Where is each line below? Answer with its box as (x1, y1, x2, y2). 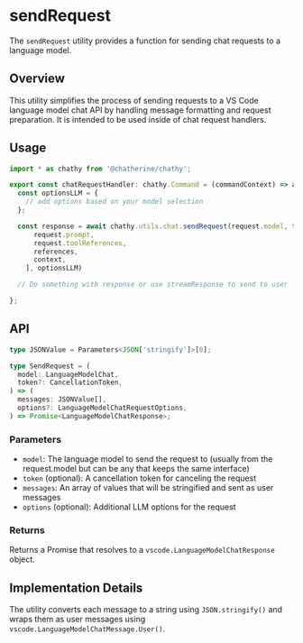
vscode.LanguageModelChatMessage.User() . (9, 623, 166, 634)
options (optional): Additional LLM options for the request (22, 501, 236, 512)
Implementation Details (9, 580, 143, 595)
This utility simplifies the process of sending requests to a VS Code (9, 95, 259, 106)
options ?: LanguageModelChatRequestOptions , (17, 403, 188, 412)
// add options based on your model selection (25, 197, 204, 207)
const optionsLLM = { (17, 188, 99, 198)
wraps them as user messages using (9, 614, 146, 625)
